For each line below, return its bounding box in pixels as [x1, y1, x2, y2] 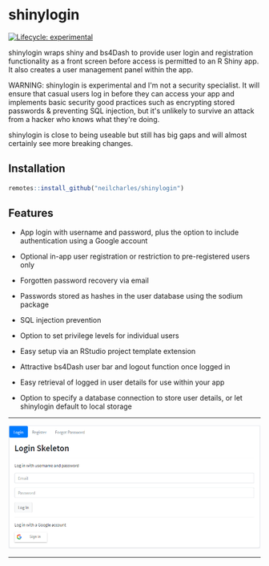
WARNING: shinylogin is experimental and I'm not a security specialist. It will [8, 80, 260, 90]
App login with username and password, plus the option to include [19, 227, 239, 238]
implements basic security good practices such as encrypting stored [8, 97, 235, 107]
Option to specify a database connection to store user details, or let [19, 393, 243, 403]
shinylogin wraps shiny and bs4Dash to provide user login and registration [8, 47, 254, 57]
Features [8, 206, 54, 220]
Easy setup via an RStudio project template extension [19, 347, 196, 356]
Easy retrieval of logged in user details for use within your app [19, 377, 225, 387]
